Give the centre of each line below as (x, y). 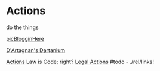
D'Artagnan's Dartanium (36, 50)
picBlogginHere (25, 38)
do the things (22, 27)
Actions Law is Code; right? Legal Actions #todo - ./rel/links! (80, 62)
